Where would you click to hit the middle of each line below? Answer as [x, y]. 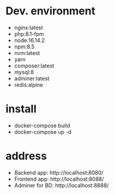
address [26, 156]
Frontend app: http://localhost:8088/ [59, 179]
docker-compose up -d [43, 132]
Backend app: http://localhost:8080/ [59, 172]
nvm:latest [27, 53]
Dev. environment [51, 11]
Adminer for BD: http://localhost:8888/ [61, 185]
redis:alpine [29, 84]
